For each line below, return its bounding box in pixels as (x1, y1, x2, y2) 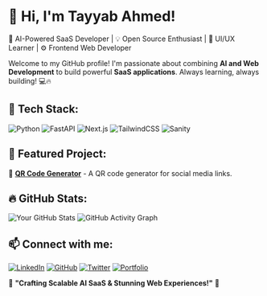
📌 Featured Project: (8, 147, 107, 161)
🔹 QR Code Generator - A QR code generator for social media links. (8, 168, 232, 178)
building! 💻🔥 (8, 76, 52, 85)
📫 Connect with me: (8, 237, 113, 251)
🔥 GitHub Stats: (8, 191, 88, 205)
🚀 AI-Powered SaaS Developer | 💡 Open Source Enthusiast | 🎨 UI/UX (8, 34, 236, 43)
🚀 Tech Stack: (8, 102, 79, 116)
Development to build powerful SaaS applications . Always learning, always (8, 67, 260, 76)
